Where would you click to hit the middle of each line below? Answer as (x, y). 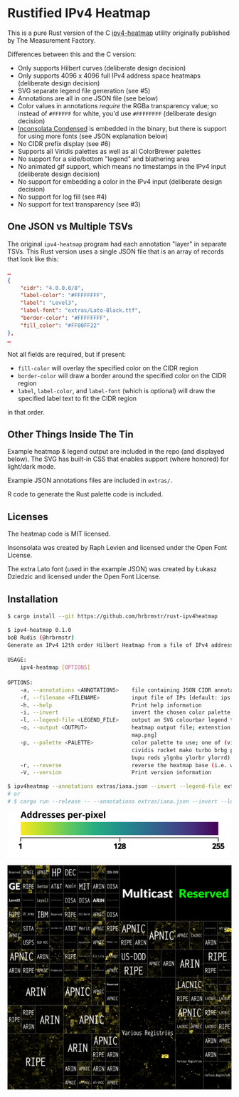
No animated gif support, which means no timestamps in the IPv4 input (122, 166)
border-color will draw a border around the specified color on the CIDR (122, 375)
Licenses (28, 517)
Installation (33, 599)
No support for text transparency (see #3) (79, 204)
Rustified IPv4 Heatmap (79, 13)
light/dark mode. (32, 467)
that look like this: (33, 259)
